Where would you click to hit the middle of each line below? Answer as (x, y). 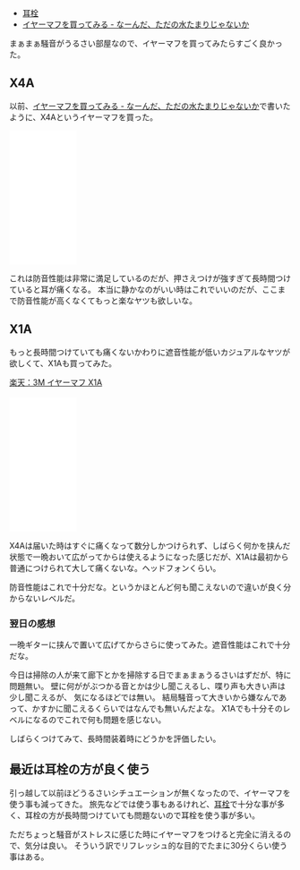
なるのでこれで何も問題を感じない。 (99, 720)
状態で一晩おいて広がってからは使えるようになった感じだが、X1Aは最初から (149, 557)
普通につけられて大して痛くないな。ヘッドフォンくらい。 (115, 567)
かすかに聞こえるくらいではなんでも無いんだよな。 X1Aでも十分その (157, 708)
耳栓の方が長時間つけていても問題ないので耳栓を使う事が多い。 (142, 815)
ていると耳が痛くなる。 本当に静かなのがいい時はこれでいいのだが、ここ (144, 289)
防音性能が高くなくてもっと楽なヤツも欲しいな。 (107, 300)
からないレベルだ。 (45, 598)
